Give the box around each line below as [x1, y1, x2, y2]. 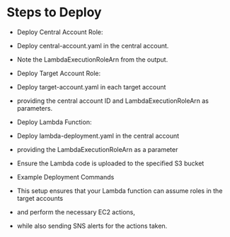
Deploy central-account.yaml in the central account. [16, 41, 169, 50]
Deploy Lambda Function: [16, 118, 92, 126]
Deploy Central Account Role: [16, 28, 103, 36]
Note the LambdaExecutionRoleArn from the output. [16, 55, 168, 64]
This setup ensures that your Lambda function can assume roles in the [16, 186, 223, 195]
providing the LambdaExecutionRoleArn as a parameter [16, 145, 178, 153]
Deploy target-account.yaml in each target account [16, 82, 166, 91]
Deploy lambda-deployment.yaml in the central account [16, 131, 180, 140]
